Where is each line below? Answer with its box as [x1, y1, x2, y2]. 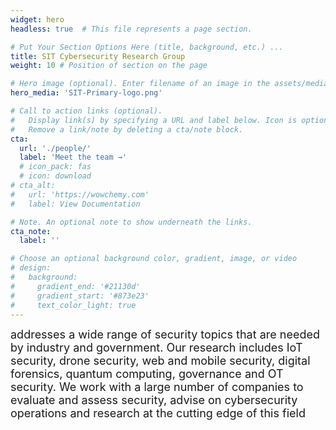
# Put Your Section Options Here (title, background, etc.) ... [10, 42, 284, 52]
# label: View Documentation [10, 199, 141, 209]
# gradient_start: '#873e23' [10, 291, 150, 301]
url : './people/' [19, 143, 92, 153]
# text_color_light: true [10, 300, 137, 310]
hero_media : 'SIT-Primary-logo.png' [10, 88, 163, 98]
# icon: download [19, 171, 92, 181]
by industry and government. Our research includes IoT [10, 341, 303, 355]
